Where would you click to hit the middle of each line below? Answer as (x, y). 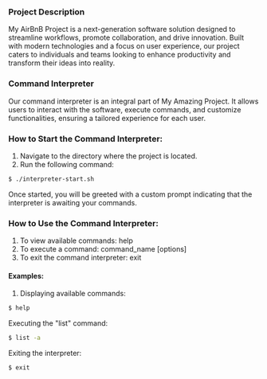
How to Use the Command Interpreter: (84, 223)
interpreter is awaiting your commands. (73, 202)
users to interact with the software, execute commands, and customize (125, 109)
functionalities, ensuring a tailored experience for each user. (107, 118)
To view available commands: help (77, 240)
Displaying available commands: (73, 294)
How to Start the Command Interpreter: (86, 139)
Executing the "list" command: (58, 323)
